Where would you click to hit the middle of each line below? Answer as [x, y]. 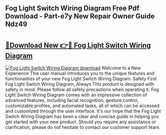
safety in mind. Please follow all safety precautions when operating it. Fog [82, 89]
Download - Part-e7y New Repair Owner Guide [80, 16]
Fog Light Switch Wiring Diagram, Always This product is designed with [80, 84]
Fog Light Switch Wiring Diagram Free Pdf [72, 8]
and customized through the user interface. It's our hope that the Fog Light [83, 111]
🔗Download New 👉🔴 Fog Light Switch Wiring [78, 45]
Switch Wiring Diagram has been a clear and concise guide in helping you [82, 116]
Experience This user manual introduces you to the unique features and [80, 73]
